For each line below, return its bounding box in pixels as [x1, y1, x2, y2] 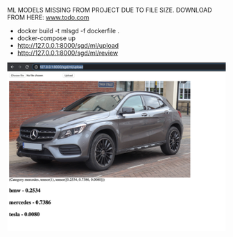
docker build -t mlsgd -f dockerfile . [17, 27, 120, 35]
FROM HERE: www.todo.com [7, 13, 89, 21]
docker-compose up [17, 34, 76, 42]
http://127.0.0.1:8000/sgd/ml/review [17, 49, 119, 57]
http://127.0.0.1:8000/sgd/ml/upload [17, 42, 119, 49]
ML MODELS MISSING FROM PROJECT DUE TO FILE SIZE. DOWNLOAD [7, 6, 213, 14]
